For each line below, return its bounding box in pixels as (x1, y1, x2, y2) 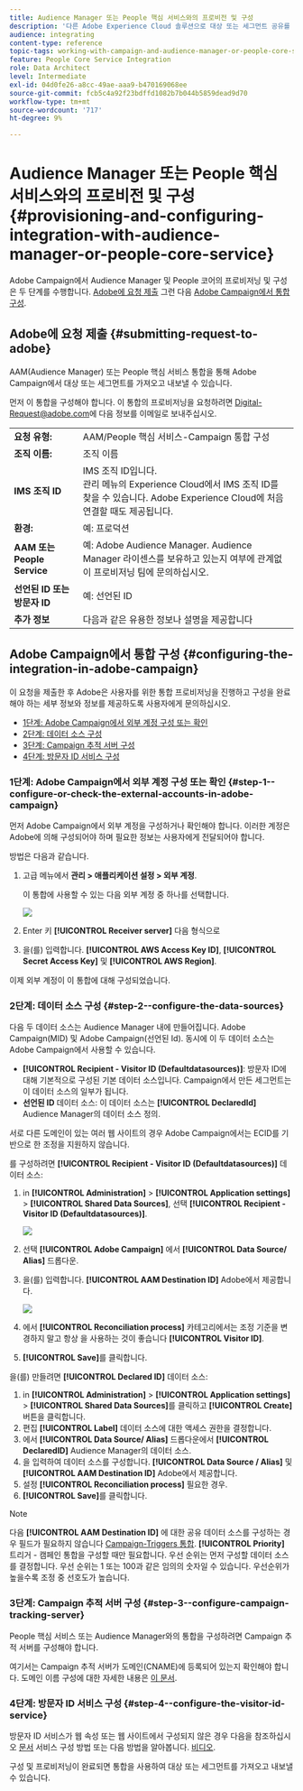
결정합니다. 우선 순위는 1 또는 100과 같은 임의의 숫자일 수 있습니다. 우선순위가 (18, 1561, 290, 1572)
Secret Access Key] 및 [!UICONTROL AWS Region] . (22, 956, 217, 966)
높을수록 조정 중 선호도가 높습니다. (9, 1572, 130, 1583)
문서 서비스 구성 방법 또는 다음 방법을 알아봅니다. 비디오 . (18, 1741, 216, 1752)
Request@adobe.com (9, 408, 90, 419)
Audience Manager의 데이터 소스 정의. (22, 1109, 161, 1120)
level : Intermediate (9, 72, 87, 81)
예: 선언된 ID (82, 589, 133, 602)
